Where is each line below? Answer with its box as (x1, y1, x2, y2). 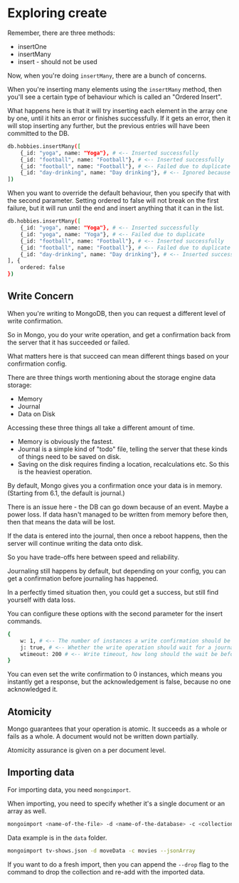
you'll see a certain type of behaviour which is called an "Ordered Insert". (7, 92, 223, 101)
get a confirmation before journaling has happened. (7, 574, 159, 583)
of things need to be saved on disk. (17, 452, 122, 460)
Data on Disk (17, 409, 55, 418)
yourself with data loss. (7, 596, 76, 604)
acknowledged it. (7, 685, 58, 694)
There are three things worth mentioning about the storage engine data (7, 373, 216, 381)
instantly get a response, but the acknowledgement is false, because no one (7, 677, 231, 686)
